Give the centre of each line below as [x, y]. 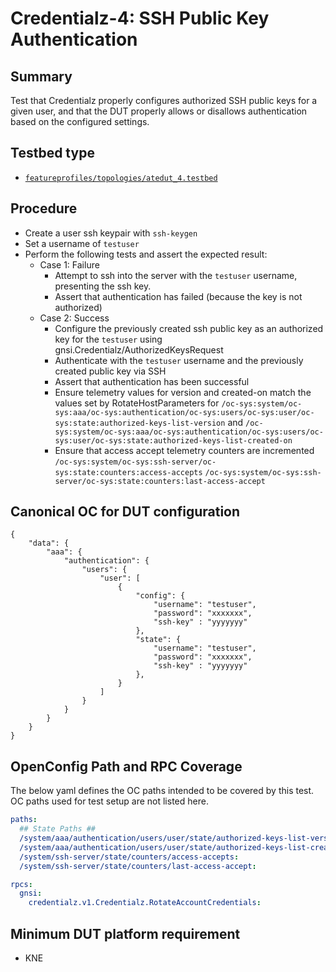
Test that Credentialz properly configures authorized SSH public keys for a [164, 100]
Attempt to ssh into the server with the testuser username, [176, 275]
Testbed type [52, 153]
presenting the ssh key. [103, 286]
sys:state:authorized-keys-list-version [140, 423]
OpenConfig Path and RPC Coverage [126, 766]
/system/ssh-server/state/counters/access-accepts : [129, 857]
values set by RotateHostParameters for [137, 403]
